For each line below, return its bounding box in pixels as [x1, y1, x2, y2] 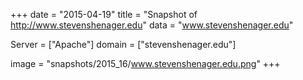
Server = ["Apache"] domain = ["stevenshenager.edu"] [10, 39, 237, 50]
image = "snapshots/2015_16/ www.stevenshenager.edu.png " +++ [10, 58, 281, 69]
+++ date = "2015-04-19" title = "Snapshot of [10, 9, 198, 20]
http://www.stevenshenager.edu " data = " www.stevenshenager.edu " [10, 19, 294, 31]
